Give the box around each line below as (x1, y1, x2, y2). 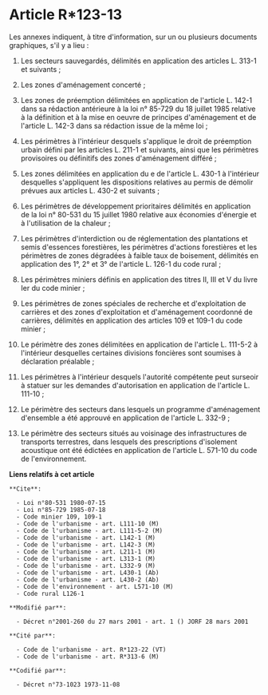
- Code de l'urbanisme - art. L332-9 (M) (16, 562, 156, 570)
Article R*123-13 (9, 6, 123, 24)
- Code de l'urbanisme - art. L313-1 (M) (16, 554, 156, 562)
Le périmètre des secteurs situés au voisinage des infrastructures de (20, 428, 247, 438)
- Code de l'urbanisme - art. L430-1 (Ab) (16, 569, 160, 577)
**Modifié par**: (9, 603, 67, 612)
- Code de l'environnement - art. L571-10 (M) (16, 582, 174, 590)
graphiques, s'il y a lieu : (9, 40, 89, 50)
